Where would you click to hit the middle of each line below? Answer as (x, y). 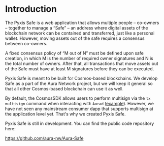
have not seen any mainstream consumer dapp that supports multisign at (79, 109)
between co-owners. (26, 43)
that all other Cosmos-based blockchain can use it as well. (65, 88)
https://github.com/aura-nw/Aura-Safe (44, 138)
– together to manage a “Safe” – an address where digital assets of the (77, 28)
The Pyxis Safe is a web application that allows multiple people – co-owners (82, 23)
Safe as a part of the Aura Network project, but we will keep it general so (79, 83)
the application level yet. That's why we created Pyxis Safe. (66, 114)
